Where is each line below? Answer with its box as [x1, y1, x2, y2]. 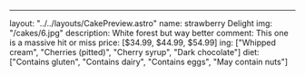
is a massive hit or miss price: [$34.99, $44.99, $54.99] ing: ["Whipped [9, 37, 277, 48]
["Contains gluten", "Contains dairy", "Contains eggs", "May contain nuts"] [9, 56, 289, 67]
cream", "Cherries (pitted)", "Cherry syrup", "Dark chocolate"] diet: [9, 47, 261, 57]
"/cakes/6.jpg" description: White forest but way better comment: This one [9, 28, 289, 38]
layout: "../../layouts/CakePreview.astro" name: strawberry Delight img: [9, 18, 273, 28]
